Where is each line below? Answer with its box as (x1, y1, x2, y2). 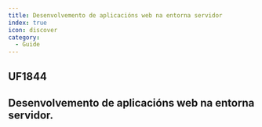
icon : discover (8, 26, 58, 34)
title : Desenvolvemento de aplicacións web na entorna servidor (8, 11, 223, 20)
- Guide (15, 41, 41, 49)
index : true (8, 19, 47, 27)
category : (8, 33, 41, 42)
